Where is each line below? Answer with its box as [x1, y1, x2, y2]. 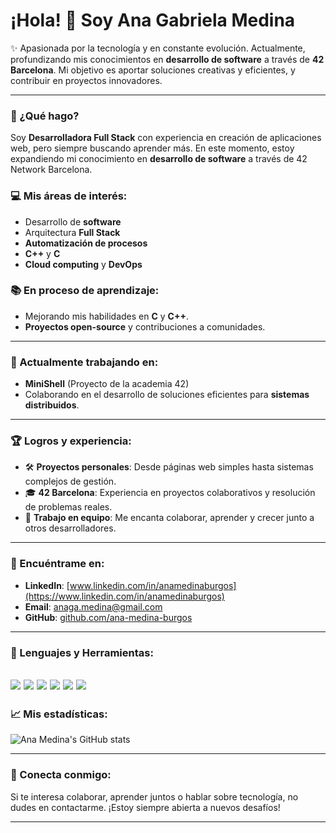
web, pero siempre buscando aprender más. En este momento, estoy [10, 142, 295, 154]
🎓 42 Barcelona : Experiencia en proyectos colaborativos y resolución [24, 487, 316, 499]
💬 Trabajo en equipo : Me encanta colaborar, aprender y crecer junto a [24, 512, 315, 524]
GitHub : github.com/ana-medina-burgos [24, 611, 193, 623]
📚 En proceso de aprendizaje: [10, 284, 160, 298]
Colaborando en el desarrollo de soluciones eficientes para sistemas [24, 389, 310, 401]
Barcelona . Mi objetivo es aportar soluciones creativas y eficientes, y [10, 64, 296, 76]
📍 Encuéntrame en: [10, 557, 105, 571]
